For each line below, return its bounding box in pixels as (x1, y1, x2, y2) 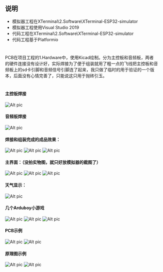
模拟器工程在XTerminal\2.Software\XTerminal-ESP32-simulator (12, 18, 138, 24)
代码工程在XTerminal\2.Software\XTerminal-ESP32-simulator (12, 31, 134, 36)
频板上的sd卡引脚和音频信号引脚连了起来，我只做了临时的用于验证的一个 (5, 67, 150, 72)
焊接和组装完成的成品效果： (5, 136, 61, 142)
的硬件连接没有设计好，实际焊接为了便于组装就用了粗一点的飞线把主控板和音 (5, 61, 158, 67)
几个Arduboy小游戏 (5, 205, 45, 211)
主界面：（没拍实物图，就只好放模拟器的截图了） (5, 159, 101, 165)
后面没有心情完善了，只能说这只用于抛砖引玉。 (13, 73, 107, 79)
